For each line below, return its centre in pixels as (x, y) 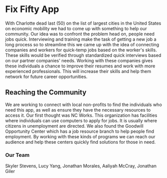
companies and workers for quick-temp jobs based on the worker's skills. (81, 50)
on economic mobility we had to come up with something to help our (76, 28)
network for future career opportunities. (46, 76)
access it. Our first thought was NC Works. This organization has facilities (81, 115)
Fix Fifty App (32, 9)
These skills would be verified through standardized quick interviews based (83, 55)
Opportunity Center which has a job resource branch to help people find (80, 131)
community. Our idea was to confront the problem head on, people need (80, 34)
